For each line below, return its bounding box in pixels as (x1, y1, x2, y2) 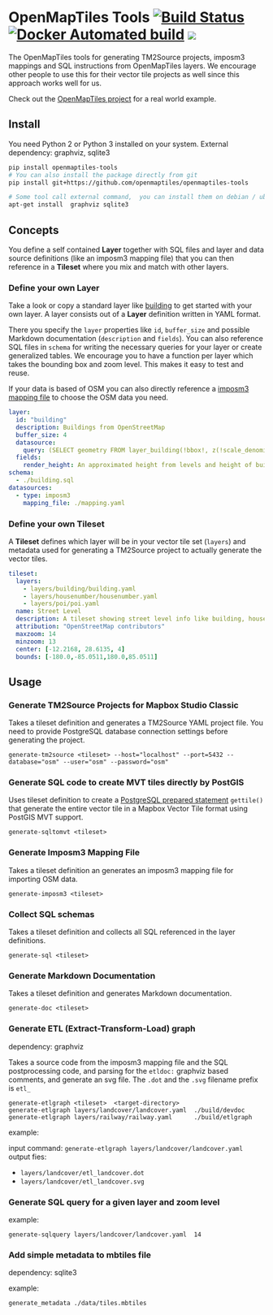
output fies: (8, 1152, 47, 1161)
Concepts (8, 223, 59, 237)
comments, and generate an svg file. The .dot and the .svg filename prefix (8, 1075, 258, 1084)
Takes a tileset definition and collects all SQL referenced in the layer (8, 927, 236, 937)
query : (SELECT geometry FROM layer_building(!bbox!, (23, 446, 209, 454)
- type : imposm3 (15, 491, 71, 500)
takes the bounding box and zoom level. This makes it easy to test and (8, 360, 244, 370)
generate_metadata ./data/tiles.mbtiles (8, 1300, 148, 1308)
